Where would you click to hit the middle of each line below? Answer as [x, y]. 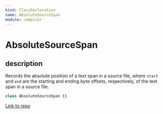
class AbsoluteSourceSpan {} [36, 96]
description [24, 64]
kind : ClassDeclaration [31, 10]
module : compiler [24, 19]
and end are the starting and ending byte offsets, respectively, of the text [81, 81]
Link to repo [18, 106]
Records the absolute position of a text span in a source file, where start [82, 76]
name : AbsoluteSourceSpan [33, 15]
